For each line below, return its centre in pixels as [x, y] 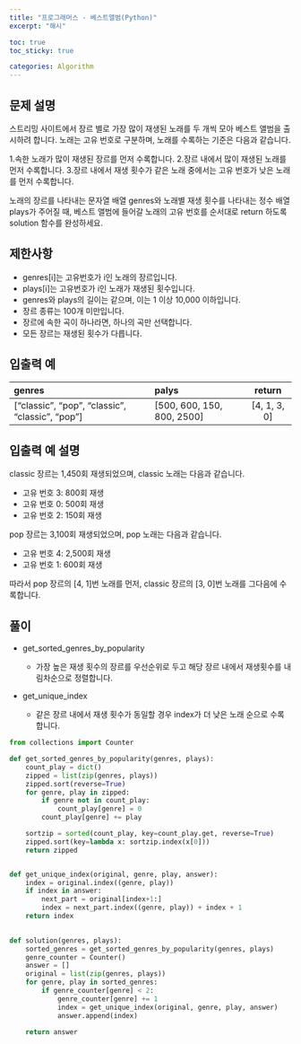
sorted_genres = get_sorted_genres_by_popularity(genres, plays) [150, 949]
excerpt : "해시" [38, 26]
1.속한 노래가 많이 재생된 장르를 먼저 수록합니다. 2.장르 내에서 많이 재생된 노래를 [148, 159]
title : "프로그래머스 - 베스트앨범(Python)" [83, 18]
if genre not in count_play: [96, 801]
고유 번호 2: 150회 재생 [62, 515]
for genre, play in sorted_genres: [92, 983]
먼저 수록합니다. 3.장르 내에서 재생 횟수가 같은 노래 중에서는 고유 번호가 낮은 [142, 170]
